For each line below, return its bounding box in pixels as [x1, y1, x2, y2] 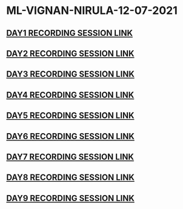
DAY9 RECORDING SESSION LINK [6, 193, 135, 204]
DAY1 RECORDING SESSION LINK [6, 28, 133, 38]
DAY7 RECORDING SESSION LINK [6, 151, 135, 162]
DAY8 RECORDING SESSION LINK [6, 173, 135, 183]
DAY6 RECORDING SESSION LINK [6, 131, 135, 142]
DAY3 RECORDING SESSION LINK [6, 69, 135, 80]
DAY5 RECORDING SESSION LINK [6, 111, 135, 121]
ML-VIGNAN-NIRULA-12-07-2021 [6, 4, 178, 18]
